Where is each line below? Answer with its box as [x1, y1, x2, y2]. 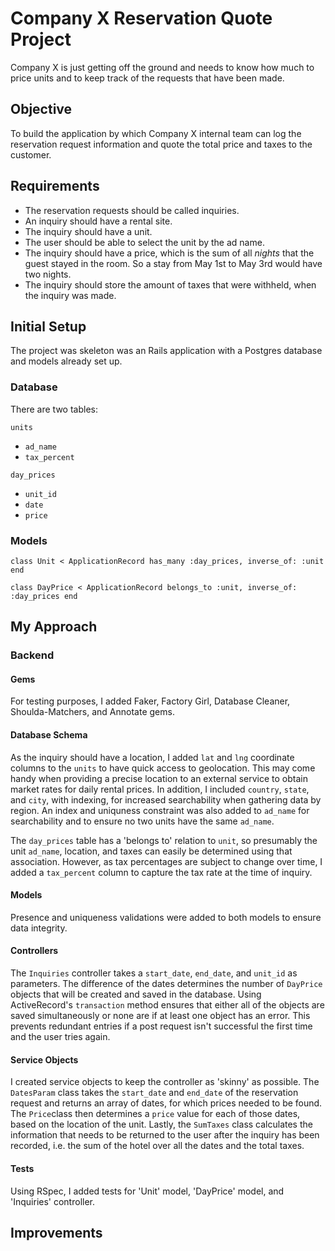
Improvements [10, 1224, 103, 1241]
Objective [10, 101, 73, 118]
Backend [10, 648, 55, 662]
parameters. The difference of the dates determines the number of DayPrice [10, 978, 323, 990]
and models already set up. [10, 355, 123, 367]
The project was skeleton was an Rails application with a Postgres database [10, 345, 323, 357]
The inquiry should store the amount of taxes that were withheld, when [24, 278, 317, 291]
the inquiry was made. [24, 289, 117, 301]
